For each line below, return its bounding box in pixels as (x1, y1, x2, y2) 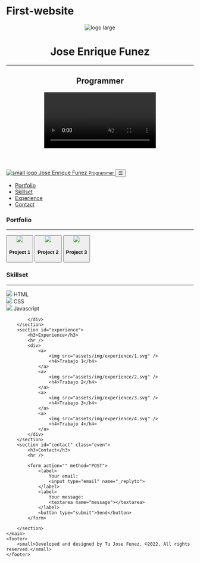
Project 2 (37, 249, 59, 255)
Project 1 (9, 249, 31, 255)
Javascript (13, 304, 40, 312)
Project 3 (65, 249, 87, 255)
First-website (6, 4, 74, 18)
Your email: (48, 473, 79, 479)
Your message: (48, 494, 84, 500)
